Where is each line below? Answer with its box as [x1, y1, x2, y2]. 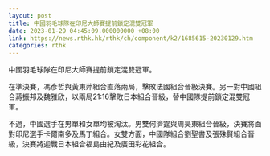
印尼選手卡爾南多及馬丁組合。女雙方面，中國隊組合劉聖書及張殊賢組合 [14, 129, 247, 139]
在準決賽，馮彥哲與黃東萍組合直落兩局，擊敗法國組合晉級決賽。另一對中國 [8, 82, 255, 92]
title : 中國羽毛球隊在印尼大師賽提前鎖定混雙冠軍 [8, 19, 153, 27]
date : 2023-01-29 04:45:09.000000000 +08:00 [8, 27, 160, 35]
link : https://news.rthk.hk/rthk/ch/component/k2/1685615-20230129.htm [8, 34, 253, 43]
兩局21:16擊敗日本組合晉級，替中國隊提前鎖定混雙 [78, 92, 243, 101]
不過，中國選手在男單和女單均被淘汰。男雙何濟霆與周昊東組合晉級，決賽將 [8, 119, 255, 129]
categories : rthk [8, 42, 67, 50]
